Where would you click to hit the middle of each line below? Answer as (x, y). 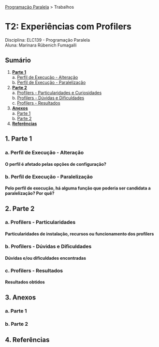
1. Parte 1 (19, 139)
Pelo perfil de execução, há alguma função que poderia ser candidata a (78, 188)
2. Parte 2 (20, 209)
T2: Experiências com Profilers (68, 27)
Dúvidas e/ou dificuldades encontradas (45, 258)
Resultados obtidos (25, 282)
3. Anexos (21, 297)
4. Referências (27, 339)
